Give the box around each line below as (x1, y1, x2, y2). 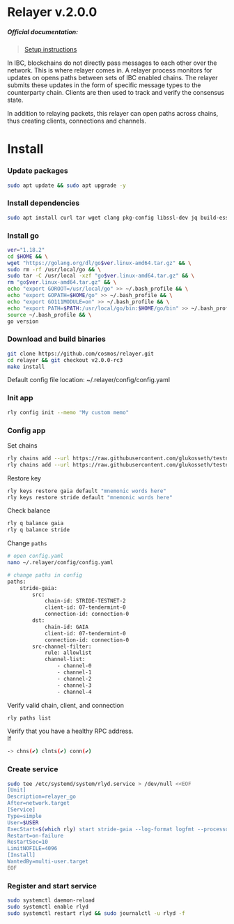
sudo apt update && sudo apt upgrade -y (7, 182, 127, 189)
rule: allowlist (44, 649, 92, 656)
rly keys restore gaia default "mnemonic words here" (7, 487, 167, 494)
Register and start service (7, 881, 97, 891)
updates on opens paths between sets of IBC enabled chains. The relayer (7, 74, 218, 82)
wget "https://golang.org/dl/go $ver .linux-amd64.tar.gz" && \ (7, 259, 192, 266)
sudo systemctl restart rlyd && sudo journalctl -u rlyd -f (7, 909, 186, 917)
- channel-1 (56, 669, 92, 676)
